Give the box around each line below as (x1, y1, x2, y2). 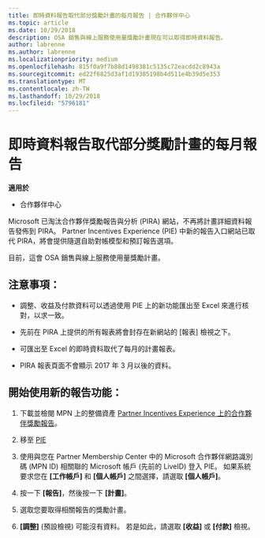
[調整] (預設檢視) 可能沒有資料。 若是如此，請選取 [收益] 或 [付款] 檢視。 (19, 521, 255, 531)
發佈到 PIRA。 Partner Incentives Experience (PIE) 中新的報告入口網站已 (14, 226, 248, 236)
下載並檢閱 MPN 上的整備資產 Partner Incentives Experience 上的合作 (19, 408, 245, 417)
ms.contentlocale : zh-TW (8, 84, 90, 93)
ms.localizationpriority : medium (8, 56, 118, 64)
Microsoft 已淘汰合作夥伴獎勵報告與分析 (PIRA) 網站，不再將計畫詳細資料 (8, 217, 245, 226)
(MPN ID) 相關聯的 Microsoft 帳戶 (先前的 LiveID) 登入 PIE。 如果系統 (28, 462, 252, 471)
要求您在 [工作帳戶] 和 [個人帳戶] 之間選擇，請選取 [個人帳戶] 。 (19, 471, 226, 480)
